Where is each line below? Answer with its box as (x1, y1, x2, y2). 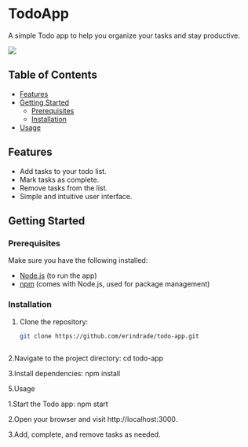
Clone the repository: (19, 316, 89, 327)
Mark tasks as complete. (19, 175, 100, 184)
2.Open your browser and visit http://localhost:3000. (8, 415, 178, 424)
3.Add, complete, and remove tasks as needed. (8, 430, 161, 439)
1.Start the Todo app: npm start (8, 399, 108, 409)
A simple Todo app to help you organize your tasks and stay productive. (8, 31, 241, 40)
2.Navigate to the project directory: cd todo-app (8, 353, 163, 363)
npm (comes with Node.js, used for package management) (19, 279, 210, 289)
